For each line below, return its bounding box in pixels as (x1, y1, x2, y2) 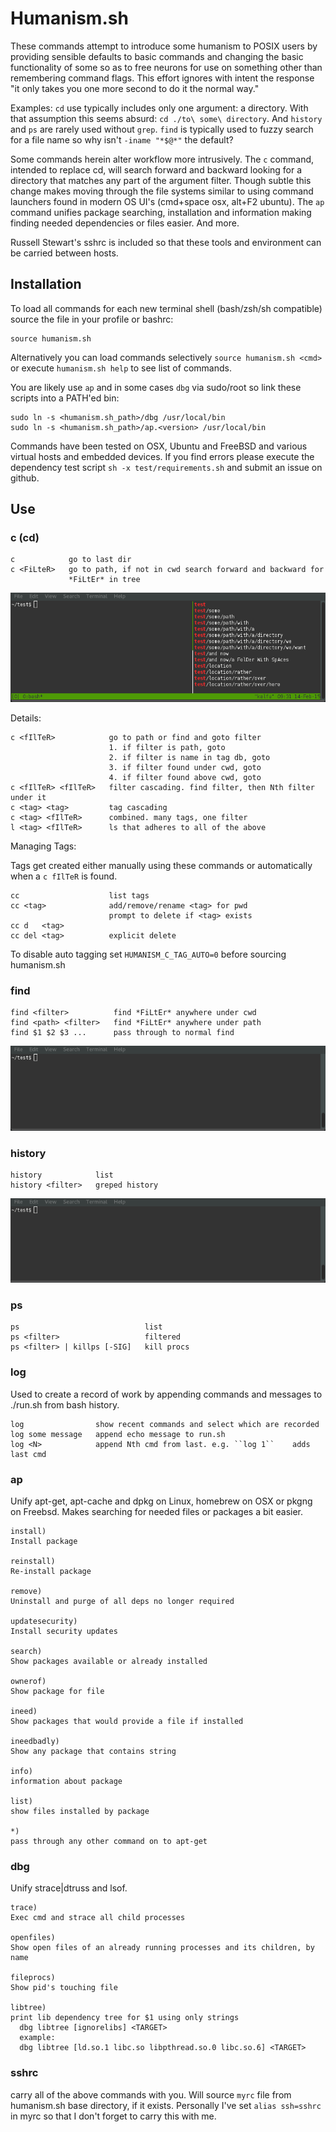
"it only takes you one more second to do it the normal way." (10, 82, 260, 94)
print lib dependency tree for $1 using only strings (10, 2013, 240, 2023)
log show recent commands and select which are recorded (10, 1419, 320, 1429)
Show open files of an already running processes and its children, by (10, 1943, 315, 1953)
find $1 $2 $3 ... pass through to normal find (10, 1028, 235, 1038)
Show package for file (10, 1687, 105, 1697)
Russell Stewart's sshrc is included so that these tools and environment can (10, 236, 322, 248)
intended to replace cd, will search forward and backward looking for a (10, 163, 303, 176)
